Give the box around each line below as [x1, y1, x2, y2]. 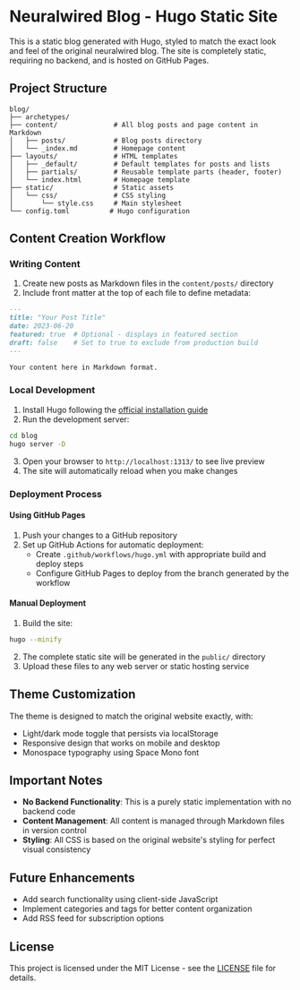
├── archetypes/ [9, 112, 70, 122]
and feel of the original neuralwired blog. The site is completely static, [9, 45, 267, 56]
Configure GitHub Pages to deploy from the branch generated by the [35, 567, 289, 579]
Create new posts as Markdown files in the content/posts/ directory [21, 278, 274, 288]
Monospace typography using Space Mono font [21, 746, 200, 758]
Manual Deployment [9, 598, 87, 608]
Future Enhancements [9, 870, 136, 885]
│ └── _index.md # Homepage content [9, 143, 186, 153]
